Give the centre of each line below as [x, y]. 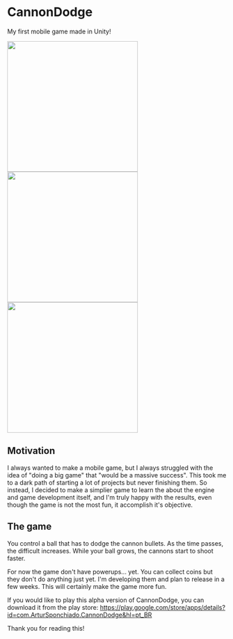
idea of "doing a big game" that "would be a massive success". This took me [117, 475]
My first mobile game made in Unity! [59, 31]
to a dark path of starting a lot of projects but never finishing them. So [107, 482]
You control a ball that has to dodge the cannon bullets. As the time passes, [115, 543]
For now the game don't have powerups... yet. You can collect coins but [110, 571]
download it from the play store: [53, 607]
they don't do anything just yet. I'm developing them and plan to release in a [116, 579]
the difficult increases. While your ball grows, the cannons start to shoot [110, 551]
